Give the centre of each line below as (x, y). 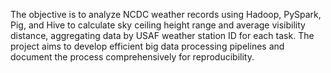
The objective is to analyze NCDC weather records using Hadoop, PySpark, (166, 14)
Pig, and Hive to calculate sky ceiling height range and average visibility (158, 25)
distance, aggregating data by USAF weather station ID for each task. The (162, 35)
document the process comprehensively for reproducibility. (132, 57)
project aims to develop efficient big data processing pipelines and (147, 46)
